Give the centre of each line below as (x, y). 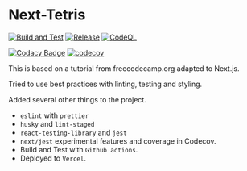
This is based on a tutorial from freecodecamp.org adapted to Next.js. (124, 68)
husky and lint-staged (57, 123)
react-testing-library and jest (73, 132)
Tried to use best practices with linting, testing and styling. (105, 84)
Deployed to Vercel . (53, 158)
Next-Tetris (47, 15)
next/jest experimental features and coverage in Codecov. (118, 141)
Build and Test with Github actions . (79, 149)
